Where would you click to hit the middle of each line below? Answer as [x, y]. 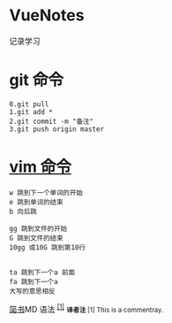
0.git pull [29, 104]
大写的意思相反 [32, 291]
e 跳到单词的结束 [36, 202]
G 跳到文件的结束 [36, 238]
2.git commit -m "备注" [52, 121]
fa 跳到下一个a [34, 281]
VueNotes [47, 15]
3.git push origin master [56, 129]
